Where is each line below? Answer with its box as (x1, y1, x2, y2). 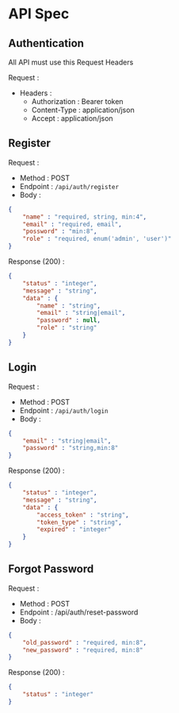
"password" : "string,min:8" (22, 444, 119, 452)
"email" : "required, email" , (22, 220, 123, 228)
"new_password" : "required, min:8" (22, 645, 144, 654)
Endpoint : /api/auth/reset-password (19, 607, 139, 617)
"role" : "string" (36, 324, 97, 332)
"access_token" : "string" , (36, 510, 129, 519)
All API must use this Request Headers (8, 57, 134, 67)
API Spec (8, 5, 70, 23)
